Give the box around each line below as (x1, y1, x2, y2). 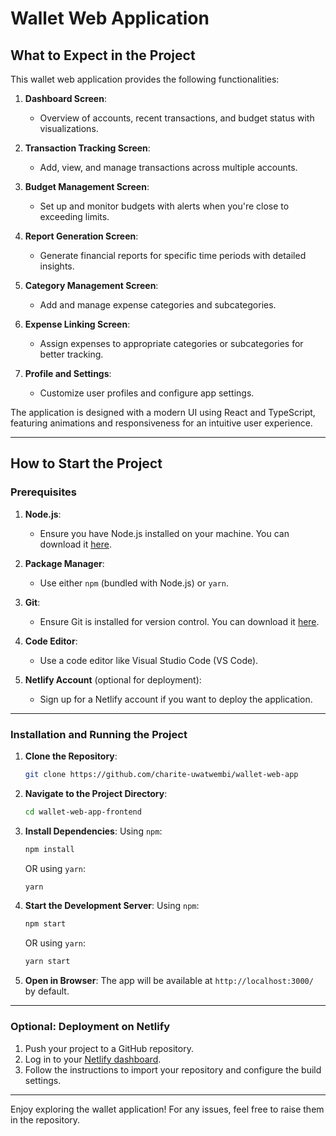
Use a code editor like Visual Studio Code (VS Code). (39, 654, 259, 666)
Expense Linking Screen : (24, 318, 131, 330)
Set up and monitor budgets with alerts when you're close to (39, 200, 290, 212)
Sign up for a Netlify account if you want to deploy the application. (39, 693, 313, 705)
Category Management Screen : (24, 280, 159, 291)
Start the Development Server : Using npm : (24, 900, 200, 912)
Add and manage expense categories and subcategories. (39, 299, 277, 311)
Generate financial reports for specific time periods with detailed (39, 250, 307, 261)
